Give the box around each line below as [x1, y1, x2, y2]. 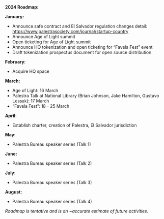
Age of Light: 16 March [12, 88, 58, 93]
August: [5, 189, 22, 195]
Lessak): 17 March [12, 98, 49, 104]
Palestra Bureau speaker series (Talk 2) [12, 160, 92, 166]
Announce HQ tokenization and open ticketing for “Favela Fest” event [12, 44, 153, 50]
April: [5, 113, 17, 119]
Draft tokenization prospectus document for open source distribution [12, 49, 152, 55]
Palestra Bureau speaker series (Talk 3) [12, 180, 92, 185]
